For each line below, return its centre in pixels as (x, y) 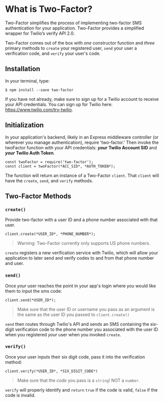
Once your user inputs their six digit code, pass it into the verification (75, 357)
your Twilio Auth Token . (30, 153)
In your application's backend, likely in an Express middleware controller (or (82, 137)
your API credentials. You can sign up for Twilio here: (59, 104)
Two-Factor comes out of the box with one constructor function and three (80, 43)
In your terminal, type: (28, 81)
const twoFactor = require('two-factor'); (49, 162)
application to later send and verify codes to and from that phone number (80, 258)
